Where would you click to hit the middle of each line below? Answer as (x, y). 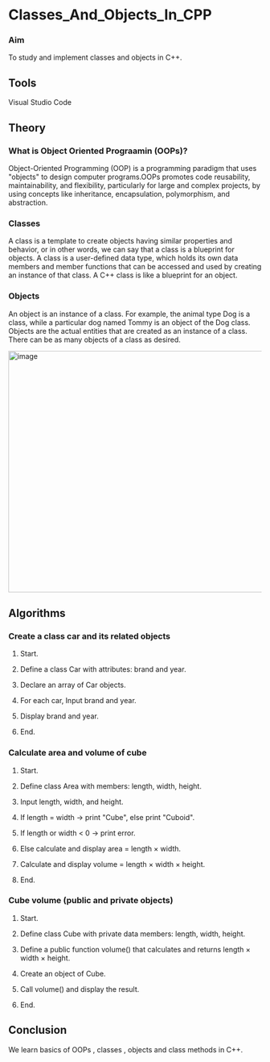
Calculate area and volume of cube (78, 753)
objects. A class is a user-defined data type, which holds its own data (123, 258)
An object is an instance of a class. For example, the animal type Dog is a (129, 314)
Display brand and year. (59, 716)
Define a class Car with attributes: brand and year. (103, 669)
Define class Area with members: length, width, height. (111, 786)
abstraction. (28, 202)
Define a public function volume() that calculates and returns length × (135, 949)
